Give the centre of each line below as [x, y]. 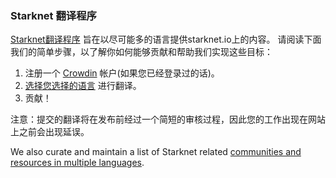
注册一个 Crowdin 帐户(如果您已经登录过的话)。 [122, 73]
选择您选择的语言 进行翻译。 [83, 86]
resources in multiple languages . [77, 163]
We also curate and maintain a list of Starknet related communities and [156, 152]
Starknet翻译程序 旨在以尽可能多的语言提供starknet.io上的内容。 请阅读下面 [166, 39]
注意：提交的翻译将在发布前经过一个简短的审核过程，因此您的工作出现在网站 [168, 119]
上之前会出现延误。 [50, 132]
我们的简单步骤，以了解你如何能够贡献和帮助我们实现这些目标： [141, 52]
